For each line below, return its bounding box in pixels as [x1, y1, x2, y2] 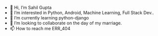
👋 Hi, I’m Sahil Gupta [9, 5, 52, 10]
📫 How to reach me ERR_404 [9, 26, 71, 31]
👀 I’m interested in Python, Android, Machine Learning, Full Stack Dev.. [9, 10, 155, 16]
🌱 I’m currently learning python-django [9, 15, 89, 20]
